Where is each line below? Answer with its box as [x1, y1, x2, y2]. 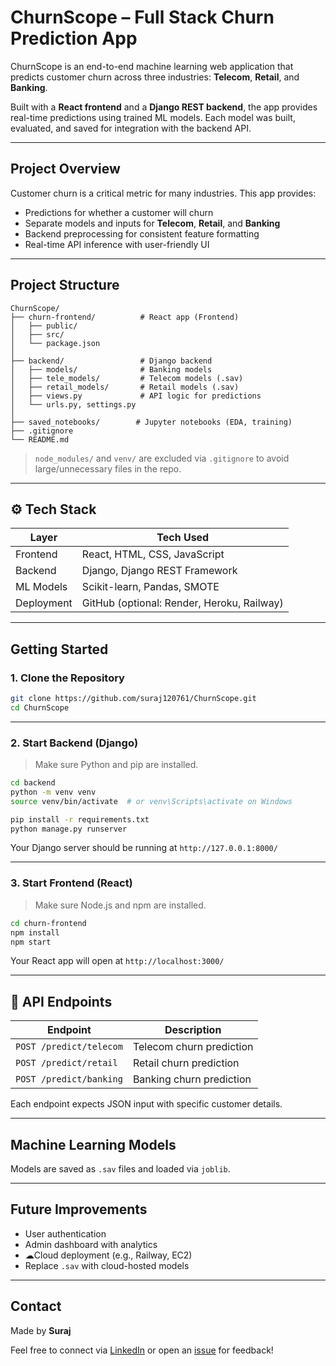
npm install [10, 927, 60, 938]
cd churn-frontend [10, 918, 87, 928]
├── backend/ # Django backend [10, 356, 213, 366]
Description [164, 1023, 222, 1037]
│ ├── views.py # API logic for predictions [10, 391, 262, 401]
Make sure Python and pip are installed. [34, 759, 199, 771]
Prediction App [10, 27, 138, 50]
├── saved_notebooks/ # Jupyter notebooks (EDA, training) [10, 417, 293, 427]
